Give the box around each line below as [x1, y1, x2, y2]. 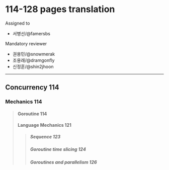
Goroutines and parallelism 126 [30, 159, 97, 165]
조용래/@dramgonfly [12, 57, 55, 63]
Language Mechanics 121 [17, 122, 72, 128]
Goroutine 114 [17, 111, 47, 117]
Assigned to [5, 20, 30, 26]
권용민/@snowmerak [12, 51, 55, 57]
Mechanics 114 [5, 98, 42, 105]
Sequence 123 [30, 134, 61, 140]
